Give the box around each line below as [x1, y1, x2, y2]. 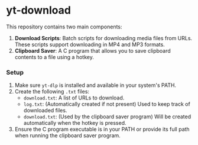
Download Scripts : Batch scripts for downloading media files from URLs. [14, 34, 193, 41]
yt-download [6, 4, 71, 17]
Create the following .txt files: [14, 88, 90, 95]
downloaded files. [23, 107, 67, 114]
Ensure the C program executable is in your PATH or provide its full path [14, 125, 190, 133]
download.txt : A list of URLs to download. [23, 94, 125, 101]
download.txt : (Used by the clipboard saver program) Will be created [23, 113, 191, 120]
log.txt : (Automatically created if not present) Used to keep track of [23, 101, 190, 108]
